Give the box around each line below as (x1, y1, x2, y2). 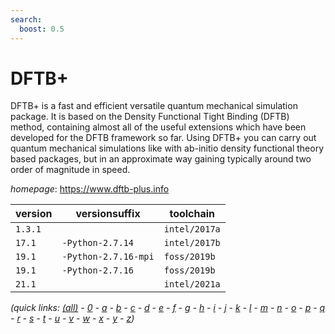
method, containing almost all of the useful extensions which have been (10, 121, 307, 133)
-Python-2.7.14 (61, 237, 134, 249)
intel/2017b (163, 237, 221, 249)
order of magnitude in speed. (10, 164, 131, 176)
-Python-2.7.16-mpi (61, 251, 155, 263)
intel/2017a (163, 224, 221, 235)
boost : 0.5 (19, 24, 65, 34)
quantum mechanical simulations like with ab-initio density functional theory (10, 142, 325, 155)
